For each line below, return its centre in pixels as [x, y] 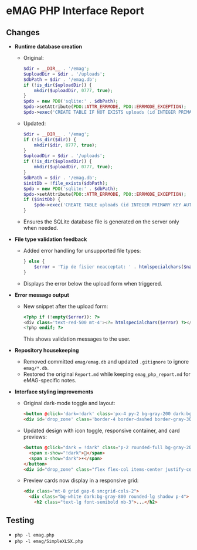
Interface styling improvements [54, 392]
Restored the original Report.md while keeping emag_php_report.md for [107, 374]
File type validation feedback [51, 239]
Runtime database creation [48, 46]
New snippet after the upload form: [66, 306]
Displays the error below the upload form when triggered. [93, 283]
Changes [23, 33]
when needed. [41, 228]
